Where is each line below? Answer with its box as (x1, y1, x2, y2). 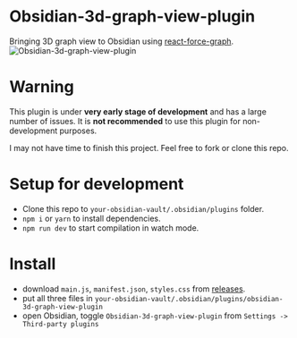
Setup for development (9, 174, 184, 194)
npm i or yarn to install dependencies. (21, 213, 161, 224)
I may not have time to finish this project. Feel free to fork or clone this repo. (9, 142, 289, 153)
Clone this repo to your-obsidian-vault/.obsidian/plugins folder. (21, 203, 265, 214)
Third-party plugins (21, 319, 99, 328)
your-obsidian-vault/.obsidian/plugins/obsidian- (94, 294, 284, 303)
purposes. (59, 125, 98, 136)
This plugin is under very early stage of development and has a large (9, 106, 267, 117)
